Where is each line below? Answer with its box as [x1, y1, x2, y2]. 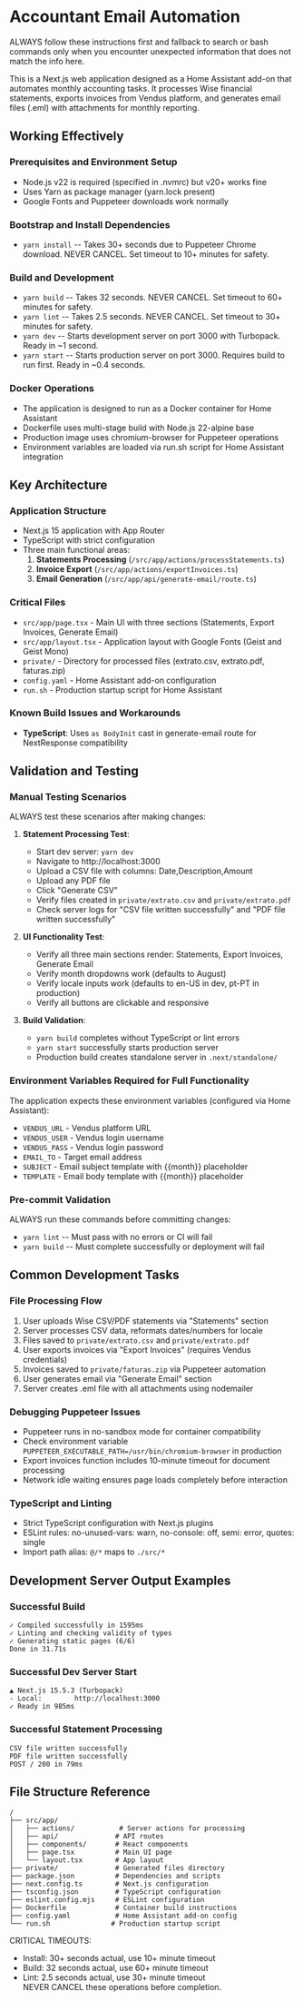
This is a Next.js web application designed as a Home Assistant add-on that [9, 73, 292, 84]
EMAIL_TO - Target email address [22, 1151, 142, 1162]
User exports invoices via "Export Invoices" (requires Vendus [22, 1344, 251, 1355]
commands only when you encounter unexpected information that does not [9, 45, 292, 56]
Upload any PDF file [35, 875, 111, 886]
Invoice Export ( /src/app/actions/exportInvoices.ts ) [35, 564, 239, 575]
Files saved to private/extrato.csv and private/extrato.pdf [22, 1335, 250, 1345]
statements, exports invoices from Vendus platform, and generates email [9, 93, 281, 103]
